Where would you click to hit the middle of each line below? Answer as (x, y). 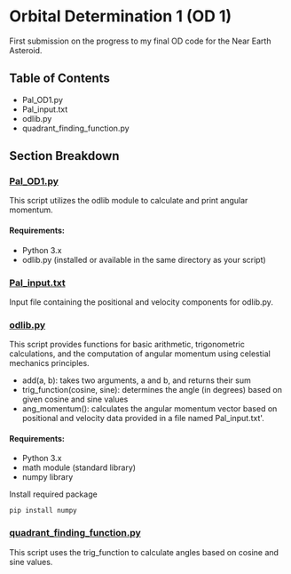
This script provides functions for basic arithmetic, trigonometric (127, 345)
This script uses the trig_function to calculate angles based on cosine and (144, 552)
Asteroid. (26, 50)
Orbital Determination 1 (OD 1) (121, 16)
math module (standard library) (79, 467)
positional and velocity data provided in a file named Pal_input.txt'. (143, 419)
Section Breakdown (64, 156)
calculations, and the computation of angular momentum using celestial (140, 354)
